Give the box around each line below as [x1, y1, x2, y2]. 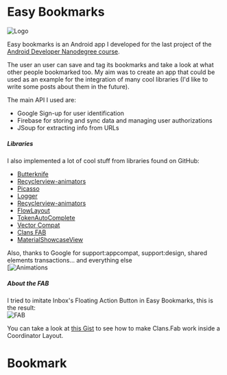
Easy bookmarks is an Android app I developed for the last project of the [7, 40, 212, 48]
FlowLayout [16, 206, 50, 215]
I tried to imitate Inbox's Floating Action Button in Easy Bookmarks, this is [7, 296, 214, 304]
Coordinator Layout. [7, 331, 64, 339]
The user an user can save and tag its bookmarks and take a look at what [7, 60, 214, 69]
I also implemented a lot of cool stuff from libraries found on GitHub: [7, 156, 200, 165]
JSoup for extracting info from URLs [16, 123, 119, 132]
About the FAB [7, 279, 49, 287]
